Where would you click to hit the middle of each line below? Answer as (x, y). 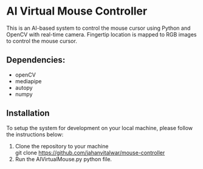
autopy (24, 88)
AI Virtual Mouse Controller (77, 11)
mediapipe (28, 81)
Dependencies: (36, 60)
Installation (28, 113)
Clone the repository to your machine (62, 146)
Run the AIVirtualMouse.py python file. (64, 159)
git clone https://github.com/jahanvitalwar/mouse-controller (90, 153)
